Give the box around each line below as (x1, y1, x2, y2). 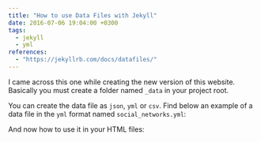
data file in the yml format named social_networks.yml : (8, 109, 187, 118)
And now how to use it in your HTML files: (8, 124, 145, 134)
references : (8, 48, 47, 56)
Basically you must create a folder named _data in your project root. (8, 85, 229, 95)
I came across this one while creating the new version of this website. (8, 77, 236, 87)
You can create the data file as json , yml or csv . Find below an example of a (8, 100, 253, 110)
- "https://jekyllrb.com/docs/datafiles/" (15, 56, 157, 64)
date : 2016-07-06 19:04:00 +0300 (8, 19, 119, 27)
